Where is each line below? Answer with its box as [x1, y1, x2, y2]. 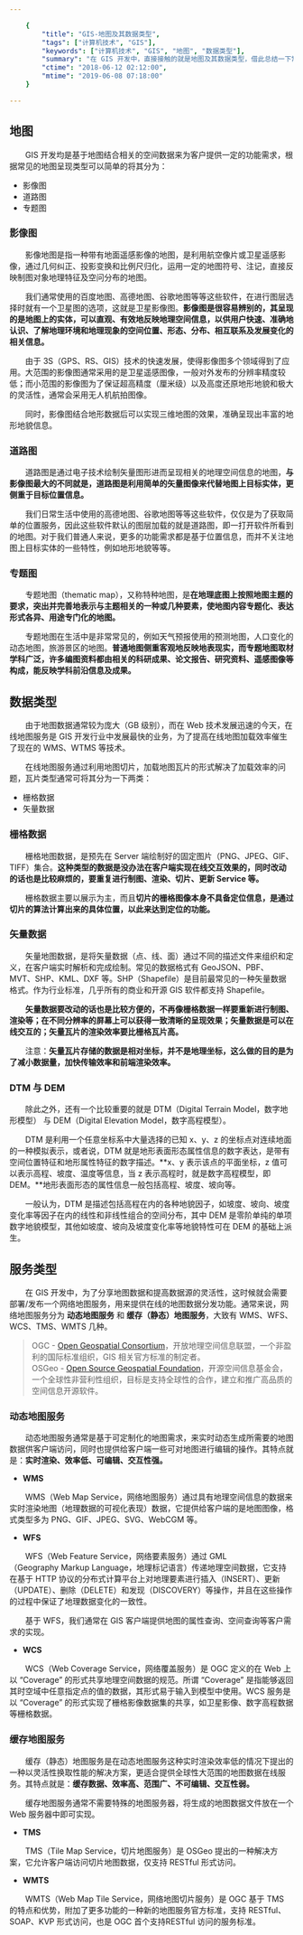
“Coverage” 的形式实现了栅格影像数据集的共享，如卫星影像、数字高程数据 [19, 1697, 294, 1708]
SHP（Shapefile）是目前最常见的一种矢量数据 [116, 973, 287, 984]
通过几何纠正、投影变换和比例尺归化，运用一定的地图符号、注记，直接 [24, 260, 286, 271]
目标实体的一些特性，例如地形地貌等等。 [24, 543, 176, 554]
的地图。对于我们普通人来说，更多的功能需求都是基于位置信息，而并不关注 [9, 531, 286, 542]
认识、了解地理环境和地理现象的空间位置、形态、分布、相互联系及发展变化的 [9, 324, 294, 335]
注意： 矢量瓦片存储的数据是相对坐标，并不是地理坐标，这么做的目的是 [24, 1045, 286, 1056]
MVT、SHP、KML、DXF [9, 973, 100, 984]
